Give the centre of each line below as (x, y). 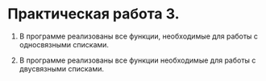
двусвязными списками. (62, 68)
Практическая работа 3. (94, 14)
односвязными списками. (64, 44)
